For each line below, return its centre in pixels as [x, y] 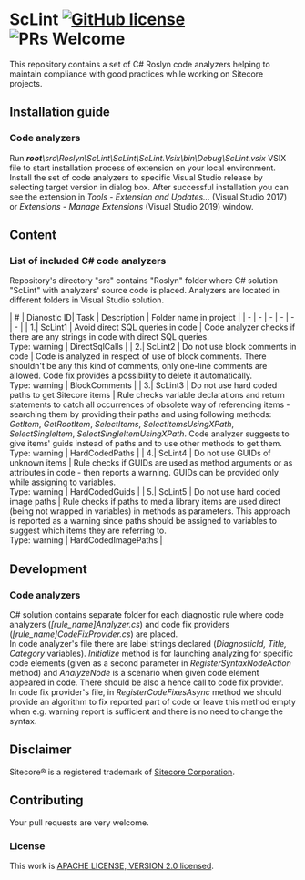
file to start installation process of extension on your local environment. [142, 168]
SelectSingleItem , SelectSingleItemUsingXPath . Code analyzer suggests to [149, 434]
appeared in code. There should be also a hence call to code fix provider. [147, 682]
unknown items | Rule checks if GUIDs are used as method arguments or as [151, 463]
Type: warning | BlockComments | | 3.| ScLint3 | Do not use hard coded [143, 385]
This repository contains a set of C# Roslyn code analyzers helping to [140, 64]
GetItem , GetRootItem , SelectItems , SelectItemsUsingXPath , [122, 425]
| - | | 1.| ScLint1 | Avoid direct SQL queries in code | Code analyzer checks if [152, 327]
